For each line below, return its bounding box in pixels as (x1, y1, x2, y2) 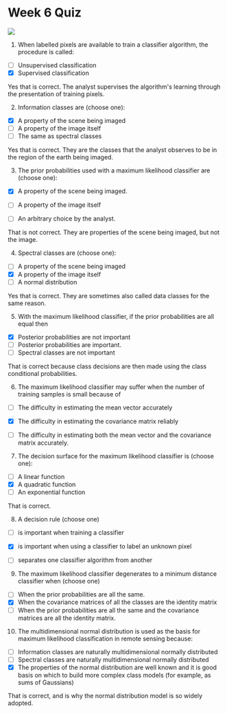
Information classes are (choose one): (17, 103, 126, 111)
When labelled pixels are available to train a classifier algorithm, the (17, 40, 208, 49)
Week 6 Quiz (8, 5, 82, 21)
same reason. (8, 299, 47, 307)
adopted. (8, 699, 34, 707)
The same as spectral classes (17, 132, 102, 140)
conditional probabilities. (8, 369, 77, 377)
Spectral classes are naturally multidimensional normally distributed (17, 655, 209, 664)
